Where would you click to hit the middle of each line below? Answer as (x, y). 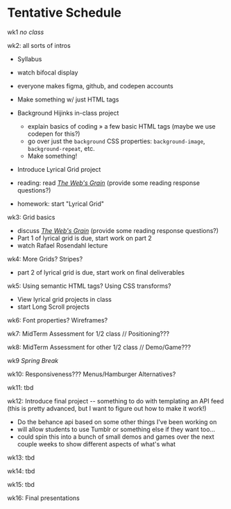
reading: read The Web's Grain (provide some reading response (108, 183)
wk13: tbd (21, 458)
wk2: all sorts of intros (39, 45)
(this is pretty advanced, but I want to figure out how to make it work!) (107, 408)
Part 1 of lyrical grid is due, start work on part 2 (85, 238)
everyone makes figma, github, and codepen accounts (95, 86)
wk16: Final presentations (43, 498)
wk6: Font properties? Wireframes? (58, 320)
